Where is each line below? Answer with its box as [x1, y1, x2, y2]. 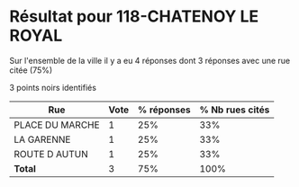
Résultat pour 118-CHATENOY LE [9, 6, 259, 27]
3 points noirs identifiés [9, 82, 97, 93]
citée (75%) [9, 65, 53, 76]
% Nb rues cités [199, 103, 270, 116]
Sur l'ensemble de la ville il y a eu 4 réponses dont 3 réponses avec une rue [9, 55, 291, 66]
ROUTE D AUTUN [14, 147, 88, 160]
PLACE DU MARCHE [14, 119, 101, 131]
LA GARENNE [14, 133, 71, 146]
